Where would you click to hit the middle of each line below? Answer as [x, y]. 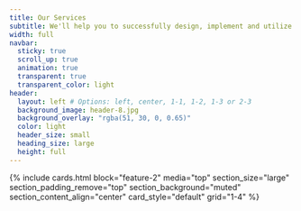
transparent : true [52, 77]
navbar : [24, 43]
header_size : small [54, 135]
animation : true [48, 69]
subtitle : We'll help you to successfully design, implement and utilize [151, 26]
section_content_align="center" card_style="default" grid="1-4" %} [134, 197]
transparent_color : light [66, 85]
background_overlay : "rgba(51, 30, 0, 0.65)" [105, 118]
